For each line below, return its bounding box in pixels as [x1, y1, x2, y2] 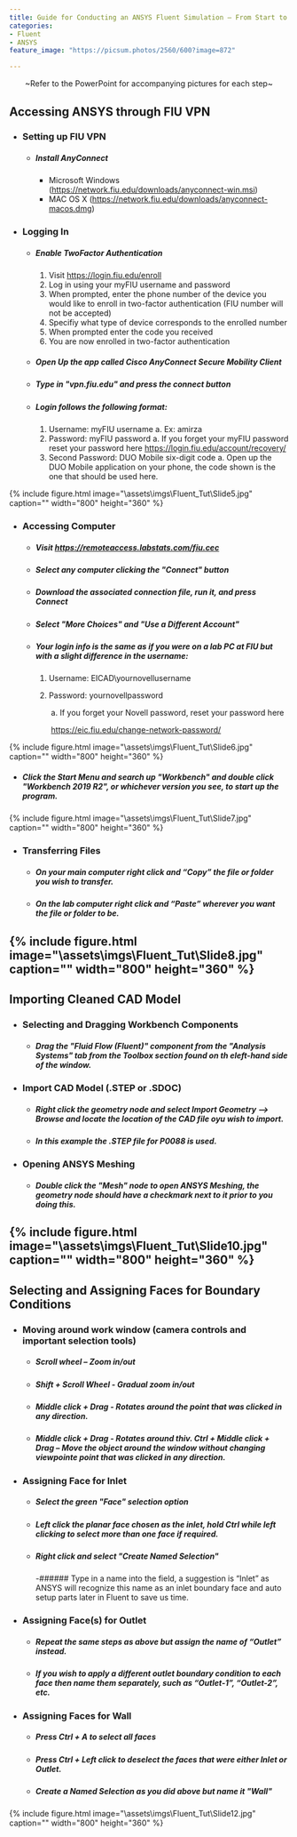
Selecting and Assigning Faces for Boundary [9, 1282, 261, 1298]
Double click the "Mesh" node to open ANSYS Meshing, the [35, 1180, 260, 1191]
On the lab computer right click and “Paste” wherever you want [35, 899, 276, 910]
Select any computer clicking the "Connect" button [35, 564, 230, 574]
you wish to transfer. [35, 876, 113, 886]
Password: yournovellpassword [48, 690, 164, 701]
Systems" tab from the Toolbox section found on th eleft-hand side [35, 1050, 288, 1061]
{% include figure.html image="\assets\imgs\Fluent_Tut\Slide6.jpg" [9, 742, 254, 752]
